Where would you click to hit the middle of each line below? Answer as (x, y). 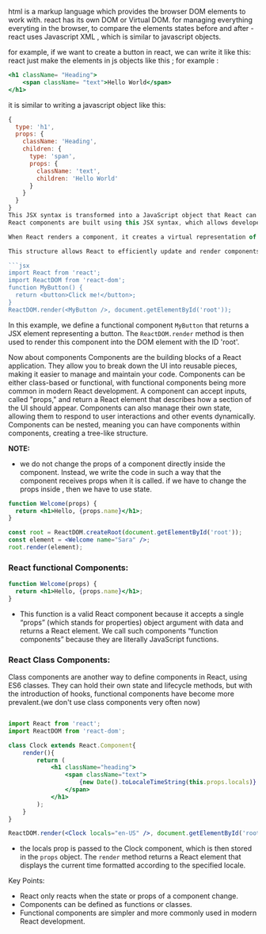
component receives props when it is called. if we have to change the (133, 480)
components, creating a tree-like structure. (78, 433)
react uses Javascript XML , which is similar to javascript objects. (115, 36)
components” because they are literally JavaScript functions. (119, 639)
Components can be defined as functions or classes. (106, 905)
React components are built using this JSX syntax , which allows (118, 222)
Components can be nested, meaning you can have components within (124, 424)
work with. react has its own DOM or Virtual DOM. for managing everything (131, 20)
